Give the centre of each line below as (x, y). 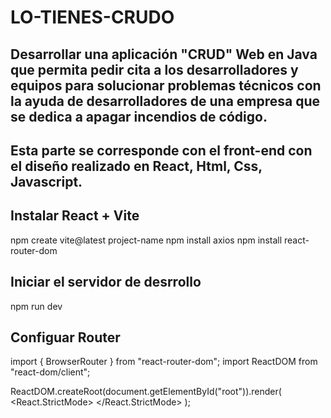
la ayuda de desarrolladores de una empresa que (165, 101)
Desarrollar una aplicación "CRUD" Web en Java (164, 54)
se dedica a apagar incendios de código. (139, 116)
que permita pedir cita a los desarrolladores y (154, 69)
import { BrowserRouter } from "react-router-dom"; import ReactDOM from (164, 362)
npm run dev (36, 306)
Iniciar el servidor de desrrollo (106, 282)
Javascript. (46, 181)
